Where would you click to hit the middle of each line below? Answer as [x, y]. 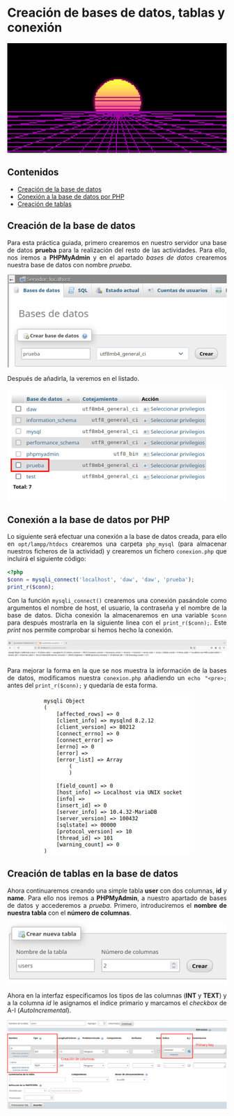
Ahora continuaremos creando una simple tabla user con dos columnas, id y [117, 890]
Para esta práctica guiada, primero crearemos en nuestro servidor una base [117, 242]
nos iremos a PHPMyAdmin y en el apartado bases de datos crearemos [117, 257]
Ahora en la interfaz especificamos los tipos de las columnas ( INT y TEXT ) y [117, 996]
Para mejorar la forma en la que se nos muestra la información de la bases [117, 670]
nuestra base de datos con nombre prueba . [70, 265]
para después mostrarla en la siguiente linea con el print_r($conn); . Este [117, 622]
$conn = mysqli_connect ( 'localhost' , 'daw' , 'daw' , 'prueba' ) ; [101, 579]
